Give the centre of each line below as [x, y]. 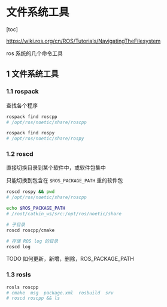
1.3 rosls [19, 275]
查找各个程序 [22, 105]
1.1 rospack [22, 92]
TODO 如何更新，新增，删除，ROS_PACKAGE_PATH [70, 259]
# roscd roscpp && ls [33, 298]
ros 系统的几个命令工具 [34, 53]
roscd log [19, 246]
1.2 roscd [20, 154]
